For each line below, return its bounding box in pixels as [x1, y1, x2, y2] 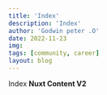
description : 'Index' [8, 19, 82, 27]
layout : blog [8, 57, 53, 65]
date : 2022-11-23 [8, 34, 67, 43]
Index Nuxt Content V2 [8, 78, 87, 89]
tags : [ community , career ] [8, 49, 100, 57]
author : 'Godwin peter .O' [8, 27, 100, 35]
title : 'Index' [8, 11, 60, 20]
